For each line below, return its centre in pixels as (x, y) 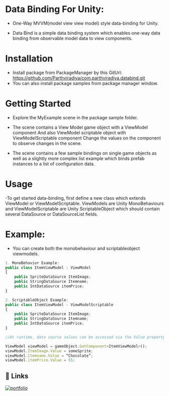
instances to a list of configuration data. (54, 164)
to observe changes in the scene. (47, 143)
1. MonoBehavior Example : (32, 263)
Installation (29, 59)
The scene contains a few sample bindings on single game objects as (84, 153)
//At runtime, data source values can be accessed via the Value (75, 337)
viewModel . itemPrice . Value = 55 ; (40, 360)
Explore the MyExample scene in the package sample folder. (75, 117)
